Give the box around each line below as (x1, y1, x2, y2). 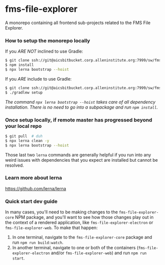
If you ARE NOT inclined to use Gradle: (5, 48, 83, 55)
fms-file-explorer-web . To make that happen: (5, 225, 98, 231)
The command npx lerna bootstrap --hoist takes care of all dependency (5, 99, 156, 105)
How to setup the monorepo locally (5, 37, 90, 44)
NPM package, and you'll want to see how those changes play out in (15, 214, 154, 220)
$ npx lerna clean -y (5, 138, 50, 143)
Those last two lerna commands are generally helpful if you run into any (5, 151, 151, 158)
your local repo (5, 122, 42, 129)
